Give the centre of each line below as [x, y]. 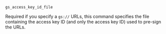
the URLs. [15, 27]
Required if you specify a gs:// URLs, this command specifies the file [77, 16]
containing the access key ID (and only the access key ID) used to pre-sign [83, 22]
